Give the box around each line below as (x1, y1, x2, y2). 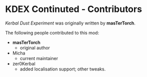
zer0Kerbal (12, 60, 36, 66)
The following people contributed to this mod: (5, 29, 99, 35)
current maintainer (19, 55, 58, 61)
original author (19, 44, 50, 50)
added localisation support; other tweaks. (19, 66, 106, 72)
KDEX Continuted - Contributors (5, 3, 142, 15)
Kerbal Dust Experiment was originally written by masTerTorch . (5, 20, 136, 26)
